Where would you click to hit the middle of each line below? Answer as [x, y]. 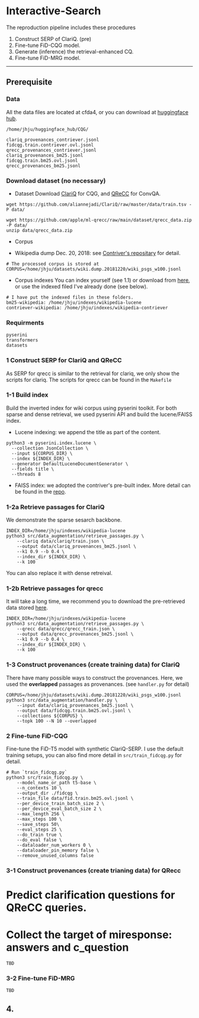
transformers [22, 340]
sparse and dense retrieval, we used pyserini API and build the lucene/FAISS [99, 414]
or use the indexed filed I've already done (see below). [81, 286]
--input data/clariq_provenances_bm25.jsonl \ [75, 705]
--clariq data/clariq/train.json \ [61, 541]
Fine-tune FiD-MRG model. [48, 58]
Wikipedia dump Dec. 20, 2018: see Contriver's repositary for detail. [97, 253]
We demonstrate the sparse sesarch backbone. [64, 520]
